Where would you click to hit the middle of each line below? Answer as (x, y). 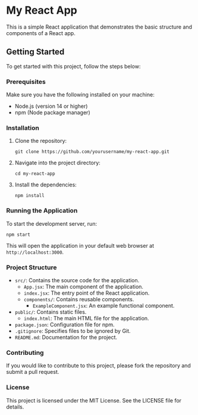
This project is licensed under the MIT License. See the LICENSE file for (94, 400)
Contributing (25, 352)
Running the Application (42, 211)
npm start (18, 235)
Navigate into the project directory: (58, 163)
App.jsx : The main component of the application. (84, 286)
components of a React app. (41, 33)
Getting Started (35, 52)
